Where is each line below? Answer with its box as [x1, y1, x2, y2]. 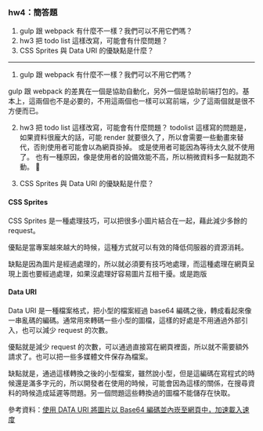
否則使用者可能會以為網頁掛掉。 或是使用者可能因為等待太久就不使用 [33, 143, 255, 152]
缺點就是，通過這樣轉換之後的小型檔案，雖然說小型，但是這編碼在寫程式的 [8, 368, 248, 378]
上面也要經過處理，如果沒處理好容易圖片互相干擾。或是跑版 [14, 268, 207, 278]
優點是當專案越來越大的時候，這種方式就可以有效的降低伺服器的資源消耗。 [8, 242, 248, 252]
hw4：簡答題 [8, 6, 58, 17]
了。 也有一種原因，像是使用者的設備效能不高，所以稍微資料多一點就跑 [19, 152, 248, 162]
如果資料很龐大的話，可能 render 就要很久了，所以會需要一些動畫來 [19, 133, 237, 142]
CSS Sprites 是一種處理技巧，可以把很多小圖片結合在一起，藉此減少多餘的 [8, 216, 248, 225]
